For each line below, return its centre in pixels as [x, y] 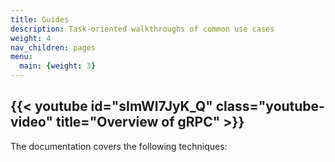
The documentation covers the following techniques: [119, 146]
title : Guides [40, 19]
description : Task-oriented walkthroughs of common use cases [142, 29]
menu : [21, 57]
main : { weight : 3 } [58, 66]
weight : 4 [31, 38]
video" [32, 122]
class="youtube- [270, 106]
